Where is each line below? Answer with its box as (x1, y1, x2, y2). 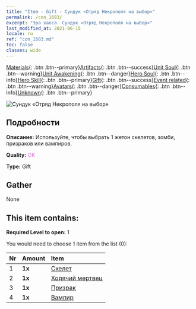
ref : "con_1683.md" (6, 36, 55, 42)
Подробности (6, 118, 60, 128)
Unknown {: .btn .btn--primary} (17, 89, 93, 96)
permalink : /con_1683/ (6, 14, 62, 20)
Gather (6, 179, 33, 190)
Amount (21, 254, 46, 263)
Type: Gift (6, 163, 31, 170)
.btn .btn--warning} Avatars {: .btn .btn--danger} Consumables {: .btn (6, 83, 170, 90)
